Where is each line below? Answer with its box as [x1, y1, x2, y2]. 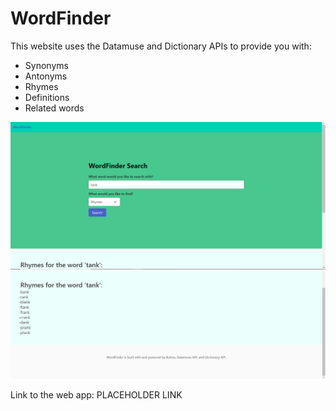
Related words [24, 102, 85, 114]
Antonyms [24, 70, 68, 82]
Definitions [24, 91, 70, 103]
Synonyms [24, 59, 69, 71]
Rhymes [24, 80, 59, 92]
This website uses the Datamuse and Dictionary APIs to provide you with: [10, 40, 312, 52]
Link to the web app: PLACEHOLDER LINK [10, 388, 183, 401]
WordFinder [10, 7, 112, 30]
